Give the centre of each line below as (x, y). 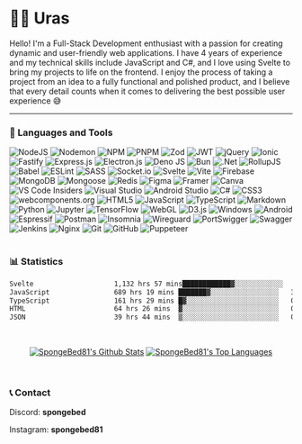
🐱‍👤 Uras (40, 18)
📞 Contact (30, 393)
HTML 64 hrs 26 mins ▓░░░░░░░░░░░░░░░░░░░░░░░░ (144, 309)
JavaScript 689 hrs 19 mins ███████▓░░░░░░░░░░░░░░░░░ (144, 292)
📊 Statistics (36, 262)
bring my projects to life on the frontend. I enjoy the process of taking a (141, 72)
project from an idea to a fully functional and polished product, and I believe (150, 81)
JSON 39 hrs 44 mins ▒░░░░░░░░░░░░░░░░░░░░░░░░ (144, 317)
